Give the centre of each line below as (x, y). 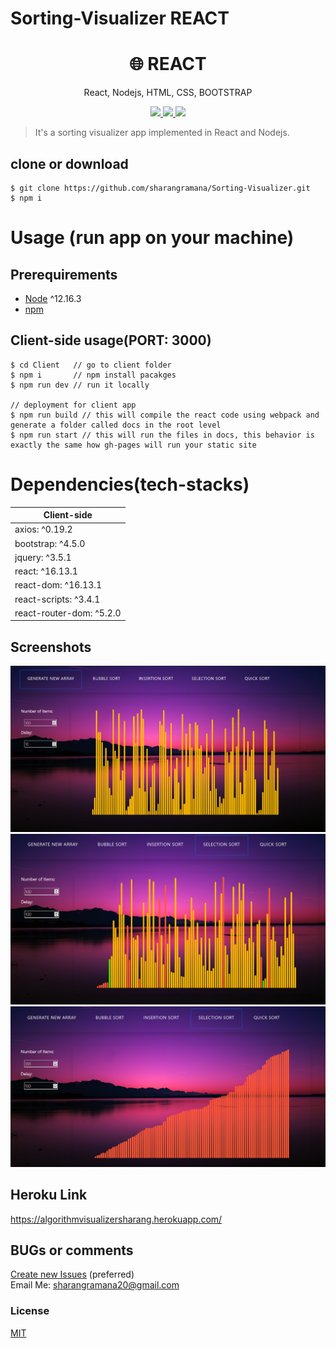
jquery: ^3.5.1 (43, 557)
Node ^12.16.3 (53, 298)
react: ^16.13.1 (46, 571)
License (30, 1311)
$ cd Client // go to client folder (91, 365)
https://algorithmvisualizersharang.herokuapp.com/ (116, 1219)
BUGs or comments (72, 1250)
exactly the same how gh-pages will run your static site (133, 445)
